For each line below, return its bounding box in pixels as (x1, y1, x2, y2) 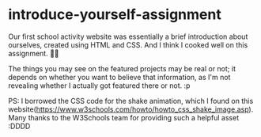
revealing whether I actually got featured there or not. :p (8, 81, 191, 90)
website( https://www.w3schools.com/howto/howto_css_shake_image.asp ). (8, 105, 254, 114)
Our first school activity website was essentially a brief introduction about (8, 32, 248, 41)
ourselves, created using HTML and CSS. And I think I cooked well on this (8, 40, 248, 49)
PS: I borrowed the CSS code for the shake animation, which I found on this (8, 96, 254, 105)
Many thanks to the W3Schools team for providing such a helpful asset (8, 112, 240, 122)
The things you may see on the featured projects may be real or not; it (8, 63, 236, 73)
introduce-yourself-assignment (8, 6, 221, 24)
